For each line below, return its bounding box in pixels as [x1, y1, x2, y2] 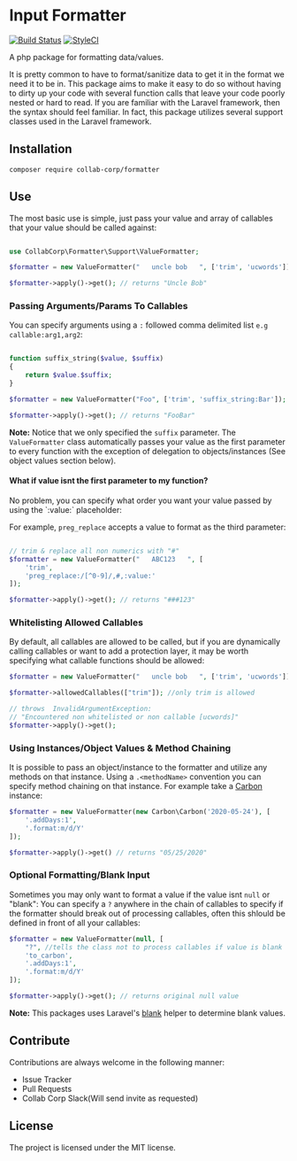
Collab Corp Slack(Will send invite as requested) [21, 1093, 199, 1103]
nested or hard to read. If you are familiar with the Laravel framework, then [9, 97, 281, 107]
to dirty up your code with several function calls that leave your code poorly [9, 88, 286, 98]
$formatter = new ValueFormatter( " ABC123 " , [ [9, 554, 203, 563]
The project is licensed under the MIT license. [9, 1142, 177, 1152]
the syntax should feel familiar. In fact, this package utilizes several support [9, 106, 284, 117]
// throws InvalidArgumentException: [9, 705, 152, 714]
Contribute [9, 1033, 71, 1049]
